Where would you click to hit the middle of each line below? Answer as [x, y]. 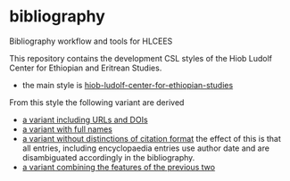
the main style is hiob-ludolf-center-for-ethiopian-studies [128, 85]
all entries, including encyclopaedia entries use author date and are [146, 148]
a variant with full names [67, 129]
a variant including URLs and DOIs [85, 119]
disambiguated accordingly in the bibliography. [108, 157]
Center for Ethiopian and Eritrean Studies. [86, 68]
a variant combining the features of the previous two [119, 167]
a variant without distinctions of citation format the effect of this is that [151, 138]
